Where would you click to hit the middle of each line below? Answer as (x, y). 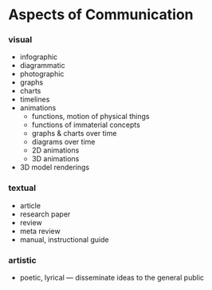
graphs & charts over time (74, 133)
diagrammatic (42, 66)
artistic (23, 260)
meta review (40, 231)
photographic (42, 74)
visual (20, 40)
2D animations (55, 150)
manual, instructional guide (64, 239)
